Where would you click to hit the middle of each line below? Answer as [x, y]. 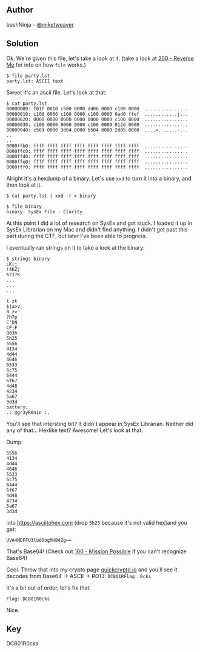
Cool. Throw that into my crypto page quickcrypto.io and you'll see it [92, 570]
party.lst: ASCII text [35, 81]
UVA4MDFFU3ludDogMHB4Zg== [39, 540]
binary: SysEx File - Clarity [45, 211]
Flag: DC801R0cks [28, 599]
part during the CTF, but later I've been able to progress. [77, 236]
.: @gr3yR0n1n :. [28, 412]
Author [20, 10]
